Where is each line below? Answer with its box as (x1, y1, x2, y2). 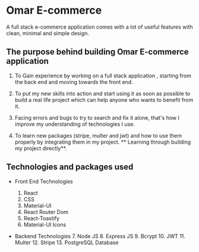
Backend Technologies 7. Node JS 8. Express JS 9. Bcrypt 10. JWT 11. (14, 232, 186, 239)
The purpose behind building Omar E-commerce (6, 47, 189, 57)
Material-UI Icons (23, 221, 67, 228)
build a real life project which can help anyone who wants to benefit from (14, 96, 194, 103)
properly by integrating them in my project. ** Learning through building (14, 138, 191, 145)
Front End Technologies (14, 178, 73, 185)
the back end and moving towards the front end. (14, 78, 134, 85)
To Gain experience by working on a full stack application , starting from (14, 72, 192, 79)
